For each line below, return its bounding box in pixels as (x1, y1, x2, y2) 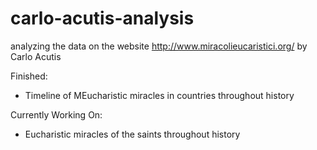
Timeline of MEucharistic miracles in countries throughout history (24, 89, 295, 101)
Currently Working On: (10, 108, 103, 121)
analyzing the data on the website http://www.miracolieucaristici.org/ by (10, 40, 308, 52)
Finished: (10, 70, 48, 82)
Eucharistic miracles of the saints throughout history (24, 128, 241, 140)
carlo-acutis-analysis (10, 7, 195, 30)
